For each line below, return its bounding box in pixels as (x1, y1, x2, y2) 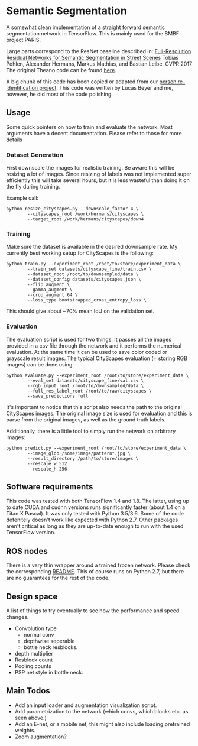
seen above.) (14, 714, 47, 721)
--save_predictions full (27, 393, 89, 399)
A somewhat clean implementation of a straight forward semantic (6, 24, 165, 31)
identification (6, 84, 38, 91)
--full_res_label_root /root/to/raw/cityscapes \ (27, 388, 152, 394)
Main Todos (6, 686, 50, 696)
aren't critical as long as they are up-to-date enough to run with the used (6, 523, 184, 530)
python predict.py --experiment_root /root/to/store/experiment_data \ (6, 445, 186, 451)
